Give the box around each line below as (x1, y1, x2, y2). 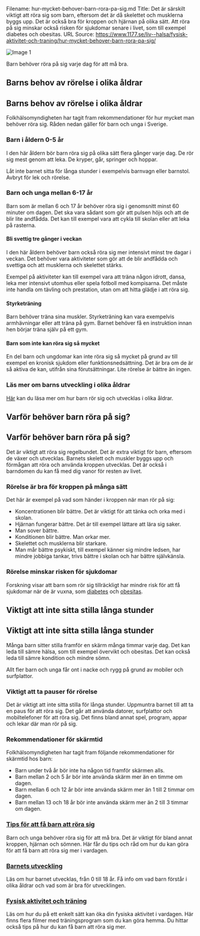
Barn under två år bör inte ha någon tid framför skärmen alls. (14, 767, 165, 774)
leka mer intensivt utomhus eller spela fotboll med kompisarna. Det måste (6, 280, 187, 286)
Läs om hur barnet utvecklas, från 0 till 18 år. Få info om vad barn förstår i (6, 875, 187, 882)
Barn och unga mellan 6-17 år (6, 189, 93, 197)
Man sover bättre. (14, 527, 59, 534)
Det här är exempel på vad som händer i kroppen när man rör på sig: (6, 496, 175, 503)
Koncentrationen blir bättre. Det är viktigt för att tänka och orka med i (14, 508, 186, 515)
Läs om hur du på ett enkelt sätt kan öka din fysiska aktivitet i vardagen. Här (6, 911, 193, 918)
